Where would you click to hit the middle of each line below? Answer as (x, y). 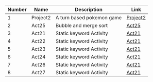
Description (89, 9)
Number (17, 9)
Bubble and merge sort (82, 25)
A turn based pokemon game (89, 18)
